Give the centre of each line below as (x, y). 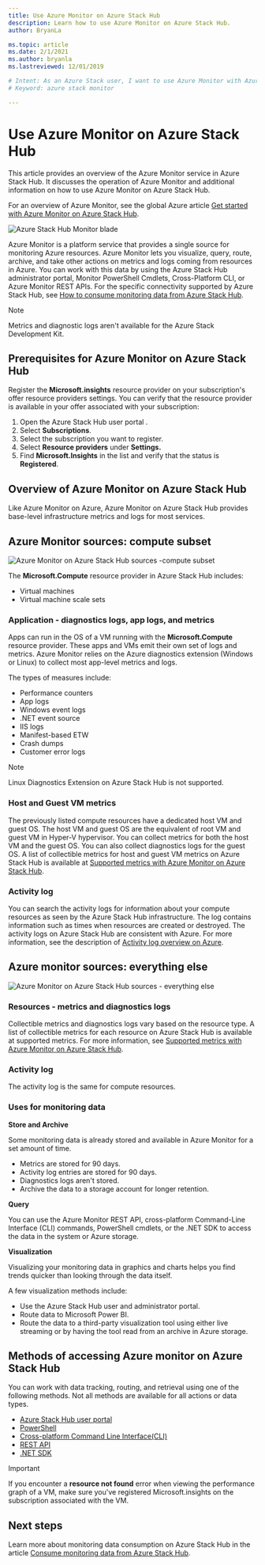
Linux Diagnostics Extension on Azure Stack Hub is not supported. (116, 782)
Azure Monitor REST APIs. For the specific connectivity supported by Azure (131, 286)
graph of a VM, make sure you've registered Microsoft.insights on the (121, 1492)
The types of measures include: (60, 678)
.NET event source (50, 718)
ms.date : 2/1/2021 (38, 52)
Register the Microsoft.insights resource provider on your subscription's (127, 390)
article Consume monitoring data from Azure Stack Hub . (99, 1553)
